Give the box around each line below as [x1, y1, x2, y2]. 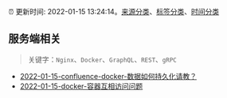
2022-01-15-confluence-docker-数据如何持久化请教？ [19, 71, 198, 81]
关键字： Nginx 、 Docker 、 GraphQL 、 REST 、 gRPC [27, 55, 177, 64]
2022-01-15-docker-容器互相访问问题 [19, 81, 143, 91]
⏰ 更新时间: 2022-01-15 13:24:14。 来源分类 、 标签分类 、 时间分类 [8, 7, 220, 16]
